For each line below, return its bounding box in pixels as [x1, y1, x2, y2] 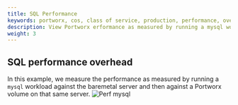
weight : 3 [7, 30, 37, 37]
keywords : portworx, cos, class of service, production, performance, [7, 17, 220, 24]
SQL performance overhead [7, 56, 133, 68]
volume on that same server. [7, 89, 91, 99]
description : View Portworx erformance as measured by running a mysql [7, 23, 223, 30]
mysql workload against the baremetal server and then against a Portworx [7, 82, 222, 91]
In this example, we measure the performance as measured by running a [7, 75, 220, 83]
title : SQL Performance [7, 10, 78, 18]
